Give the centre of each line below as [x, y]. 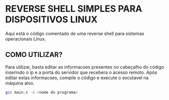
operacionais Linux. [26, 39]
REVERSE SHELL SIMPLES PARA [74, 9]
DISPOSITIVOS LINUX [51, 19]
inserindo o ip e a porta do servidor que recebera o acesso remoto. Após [81, 72]
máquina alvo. [20, 83]
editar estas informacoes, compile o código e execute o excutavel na [77, 78]
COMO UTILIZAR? [34, 55]
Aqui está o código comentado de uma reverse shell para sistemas [75, 33]
